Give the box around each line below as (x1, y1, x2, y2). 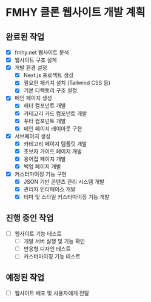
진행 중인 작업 (5, 213, 54, 223)
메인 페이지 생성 (14, 95, 52, 102)
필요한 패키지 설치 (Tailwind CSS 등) (23, 79, 110, 87)
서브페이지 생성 (14, 132, 51, 139)
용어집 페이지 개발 (23, 155, 66, 163)
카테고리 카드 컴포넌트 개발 (23, 110, 87, 117)
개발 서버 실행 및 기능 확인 (23, 238, 86, 245)
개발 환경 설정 (14, 64, 47, 72)
